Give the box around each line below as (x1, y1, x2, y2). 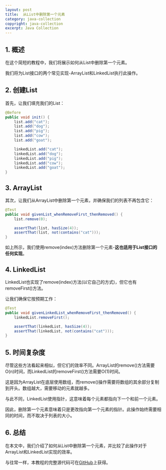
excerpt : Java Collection (5, 26, 58, 31)
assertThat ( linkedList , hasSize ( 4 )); (14, 324, 92, 329)
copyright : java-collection (5, 21, 63, 26)
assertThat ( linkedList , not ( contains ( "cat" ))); (14, 328, 114, 333)
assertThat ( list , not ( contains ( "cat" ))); (14, 230, 101, 235)
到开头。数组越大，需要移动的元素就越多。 (5, 386, 92, 392)
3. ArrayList (5, 183, 42, 192)
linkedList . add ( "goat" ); (14, 165, 65, 170)
